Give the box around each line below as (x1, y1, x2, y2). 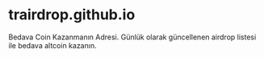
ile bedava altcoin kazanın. (8, 40, 97, 50)
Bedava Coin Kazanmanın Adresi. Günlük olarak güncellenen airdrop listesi (8, 32, 257, 42)
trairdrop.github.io (8, 6, 136, 24)
